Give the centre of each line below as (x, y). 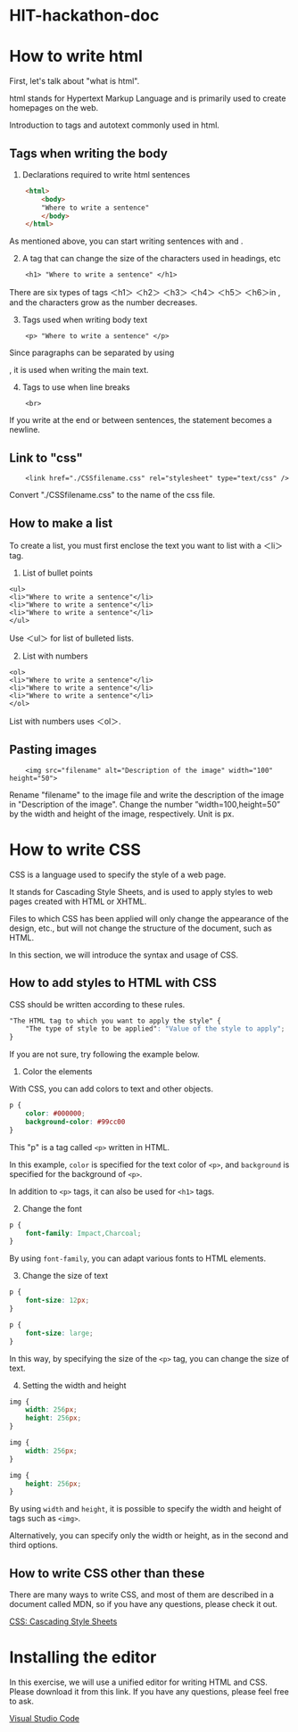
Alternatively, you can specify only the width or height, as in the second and (149, 1536)
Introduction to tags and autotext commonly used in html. (115, 125)
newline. (25, 430)
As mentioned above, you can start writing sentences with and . (126, 241)
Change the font (52, 1208)
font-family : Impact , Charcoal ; (83, 1233)
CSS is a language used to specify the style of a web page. (118, 874)
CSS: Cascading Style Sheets (63, 1621)
